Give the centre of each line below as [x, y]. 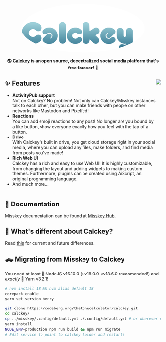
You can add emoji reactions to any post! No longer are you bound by [83, 121]
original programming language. [45, 179]
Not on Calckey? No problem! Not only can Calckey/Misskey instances [84, 101]
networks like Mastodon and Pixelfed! [50, 111]
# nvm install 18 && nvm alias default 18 [49, 289]
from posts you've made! [38, 153]
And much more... [30, 184]
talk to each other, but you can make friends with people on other [79, 106]
